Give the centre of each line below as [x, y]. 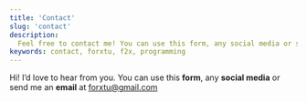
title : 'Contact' [42, 18]
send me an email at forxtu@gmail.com [84, 87]
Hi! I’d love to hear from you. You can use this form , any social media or [145, 77]
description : [34, 35]
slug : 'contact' [40, 26]
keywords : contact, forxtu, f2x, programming [97, 52]
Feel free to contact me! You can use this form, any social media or [155, 43]
